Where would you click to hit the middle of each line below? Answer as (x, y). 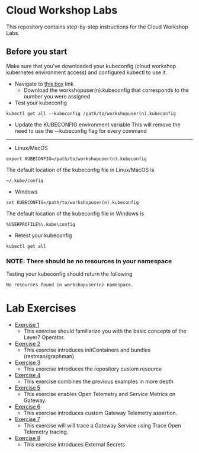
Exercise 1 (27, 324)
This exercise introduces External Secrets (74, 444)
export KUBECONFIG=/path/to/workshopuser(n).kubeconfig (76, 159)
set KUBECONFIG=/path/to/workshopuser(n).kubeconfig (73, 202)
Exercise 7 (27, 419)
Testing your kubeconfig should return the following (69, 274)
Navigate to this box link (44, 84)
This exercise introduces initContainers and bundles (87, 350)
